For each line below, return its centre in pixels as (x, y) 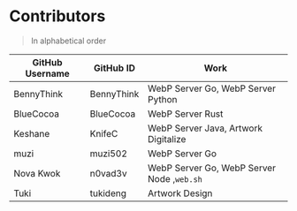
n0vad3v (108, 173)
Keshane (32, 133)
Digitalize (167, 139)
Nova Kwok (37, 173)
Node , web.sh (175, 178)
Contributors (57, 16)
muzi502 (109, 154)
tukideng (108, 193)
